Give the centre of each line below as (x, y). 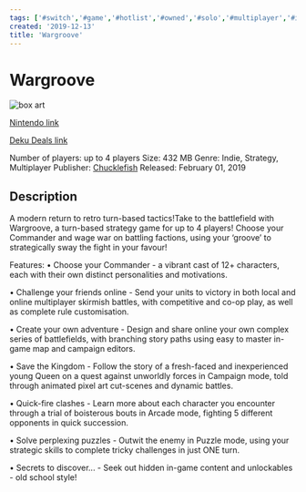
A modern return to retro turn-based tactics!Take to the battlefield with (142, 219)
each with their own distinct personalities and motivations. (118, 275)
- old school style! (43, 477)
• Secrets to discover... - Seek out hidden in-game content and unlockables (151, 468)
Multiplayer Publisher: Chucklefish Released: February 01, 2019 (127, 168)
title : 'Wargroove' (46, 35)
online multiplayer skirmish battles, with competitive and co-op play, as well (151, 302)
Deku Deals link (39, 140)
